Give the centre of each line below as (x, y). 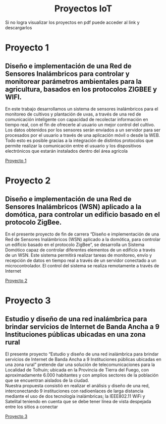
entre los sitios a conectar (32, 407)
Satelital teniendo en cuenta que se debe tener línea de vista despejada (78, 401)
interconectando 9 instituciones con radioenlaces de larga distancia (74, 391)
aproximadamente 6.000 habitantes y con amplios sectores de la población (82, 375)
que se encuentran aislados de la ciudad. (47, 380)
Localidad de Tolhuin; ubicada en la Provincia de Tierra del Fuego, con (77, 369)
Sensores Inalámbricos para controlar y (67, 74)
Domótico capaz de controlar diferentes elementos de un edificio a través (80, 250)
